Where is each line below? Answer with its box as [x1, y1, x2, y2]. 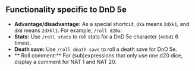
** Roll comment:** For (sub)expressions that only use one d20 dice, [14, 51, 183, 59]
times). [14, 39, 32, 46]
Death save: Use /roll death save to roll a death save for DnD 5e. [14, 46, 178, 53]
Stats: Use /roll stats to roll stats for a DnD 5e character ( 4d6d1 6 [14, 33, 179, 40]
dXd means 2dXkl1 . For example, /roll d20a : [14, 27, 122, 34]
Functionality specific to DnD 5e [5, 5, 127, 15]
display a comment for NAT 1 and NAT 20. [14, 58, 117, 65]
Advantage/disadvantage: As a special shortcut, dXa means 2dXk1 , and [14, 20, 190, 27]
